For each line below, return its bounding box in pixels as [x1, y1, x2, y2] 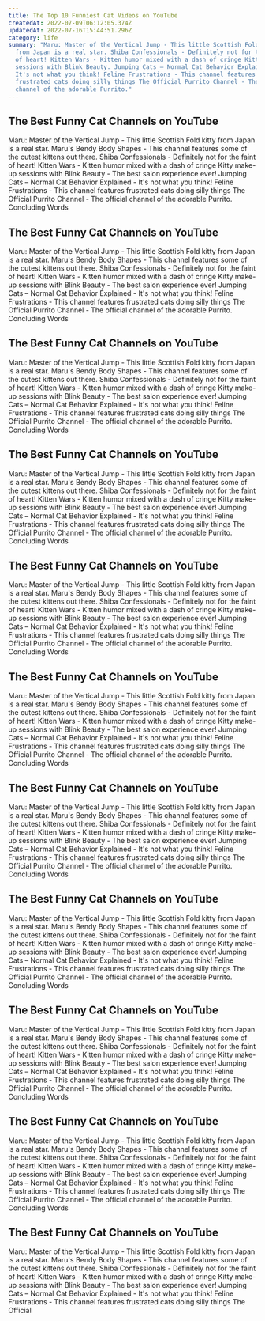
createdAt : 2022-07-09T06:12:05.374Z [8, 19, 132, 27]
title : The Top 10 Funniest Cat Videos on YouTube [8, 11, 178, 20]
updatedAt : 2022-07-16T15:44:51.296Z [8, 26, 132, 34]
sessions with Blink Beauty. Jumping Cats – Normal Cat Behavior [15, 63, 235, 71]
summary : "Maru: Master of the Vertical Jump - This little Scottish [8, 41, 242, 49]
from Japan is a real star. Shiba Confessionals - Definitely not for [15, 48, 252, 56]
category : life [8, 33, 58, 42]
